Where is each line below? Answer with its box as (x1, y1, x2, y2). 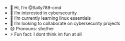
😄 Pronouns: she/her (9, 26, 54, 32)
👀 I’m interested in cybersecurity (9, 10, 77, 16)
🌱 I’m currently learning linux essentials (9, 15, 91, 21)
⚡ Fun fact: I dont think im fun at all (9, 31, 82, 37)
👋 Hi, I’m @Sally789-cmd (9, 5, 61, 10)
